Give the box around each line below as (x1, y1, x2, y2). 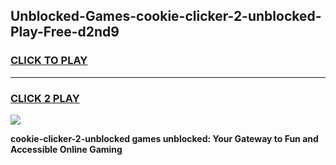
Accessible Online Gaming (10, 143, 123, 155)
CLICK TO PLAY (10, 54, 88, 68)
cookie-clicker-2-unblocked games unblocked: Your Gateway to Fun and (10, 132, 319, 144)
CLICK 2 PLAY (10, 91, 80, 105)
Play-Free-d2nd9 (10, 24, 120, 41)
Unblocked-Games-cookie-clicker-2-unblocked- (10, 8, 322, 25)
